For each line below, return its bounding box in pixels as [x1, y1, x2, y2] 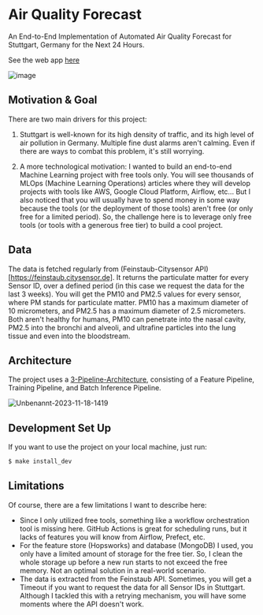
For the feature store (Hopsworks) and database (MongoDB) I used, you [19, 540, 254, 550]
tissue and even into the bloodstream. [8, 331, 131, 341]
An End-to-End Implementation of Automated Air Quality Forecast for [8, 32, 232, 41]
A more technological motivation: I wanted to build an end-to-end [19, 162, 232, 171]
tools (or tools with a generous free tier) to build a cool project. [19, 220, 223, 229]
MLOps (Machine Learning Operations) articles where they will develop [19, 178, 250, 188]
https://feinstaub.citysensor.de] [10, 272, 113, 281]
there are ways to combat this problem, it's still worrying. [19, 146, 205, 155]
